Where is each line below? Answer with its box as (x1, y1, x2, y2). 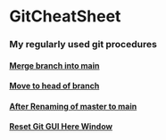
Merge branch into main (9, 60, 100, 70)
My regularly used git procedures (9, 38, 158, 51)
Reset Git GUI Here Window (9, 121, 113, 132)
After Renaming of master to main (9, 101, 137, 111)
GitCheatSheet (9, 6, 121, 27)
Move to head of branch (9, 80, 100, 91)
